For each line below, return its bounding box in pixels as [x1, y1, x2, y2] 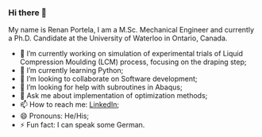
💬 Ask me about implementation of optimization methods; [19, 91, 208, 101]
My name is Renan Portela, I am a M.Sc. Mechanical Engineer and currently [8, 25, 254, 35]
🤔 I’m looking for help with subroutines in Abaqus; [19, 82, 183, 92]
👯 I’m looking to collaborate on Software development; [19, 74, 198, 84]
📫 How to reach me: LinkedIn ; [19, 100, 120, 109]
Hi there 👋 [8, 7, 48, 18]
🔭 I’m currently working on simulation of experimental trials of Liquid [19, 49, 244, 59]
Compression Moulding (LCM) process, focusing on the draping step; [19, 57, 247, 67]
